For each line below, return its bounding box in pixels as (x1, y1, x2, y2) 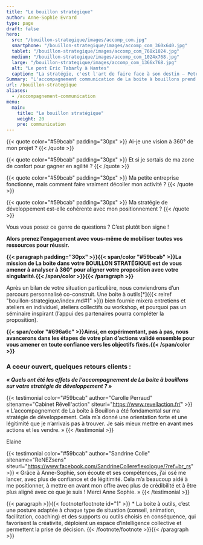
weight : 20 (17, 116, 45, 122)
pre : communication (17, 122, 66, 128)
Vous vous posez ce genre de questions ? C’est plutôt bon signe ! (6, 223, 169, 230)
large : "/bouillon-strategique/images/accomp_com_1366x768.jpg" (11, 59, 177, 65)
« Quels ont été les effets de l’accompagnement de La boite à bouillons (6, 376, 189, 383)
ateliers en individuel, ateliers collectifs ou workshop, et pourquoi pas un (6, 304, 187, 311)
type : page (6, 20, 34, 26)
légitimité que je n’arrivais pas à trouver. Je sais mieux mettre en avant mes (6, 420, 193, 427)
